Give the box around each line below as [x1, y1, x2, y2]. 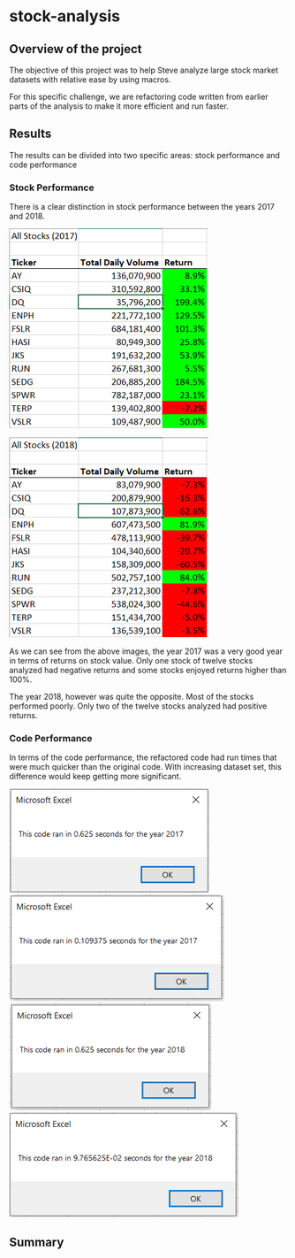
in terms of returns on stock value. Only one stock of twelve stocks [9, 656, 253, 666]
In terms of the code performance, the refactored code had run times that [9, 752, 277, 763]
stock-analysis [9, 6, 121, 27]
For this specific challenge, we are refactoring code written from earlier [9, 91, 269, 102]
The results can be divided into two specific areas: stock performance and [9, 150, 281, 160]
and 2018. [9, 211, 46, 222]
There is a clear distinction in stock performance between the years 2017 [9, 202, 276, 212]
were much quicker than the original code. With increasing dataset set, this [9, 762, 283, 772]
